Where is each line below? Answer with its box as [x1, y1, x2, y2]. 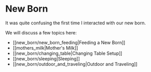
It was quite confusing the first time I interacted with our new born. [5, 20, 146, 26]
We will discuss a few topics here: [5, 29, 77, 35]
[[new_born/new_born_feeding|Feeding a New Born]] [12, 39, 125, 46]
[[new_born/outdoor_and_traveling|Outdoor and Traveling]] [12, 61, 138, 67]
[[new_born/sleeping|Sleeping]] [12, 55, 80, 61]
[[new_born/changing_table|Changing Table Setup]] [12, 50, 123, 56]
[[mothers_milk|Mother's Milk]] [12, 45, 78, 51]
